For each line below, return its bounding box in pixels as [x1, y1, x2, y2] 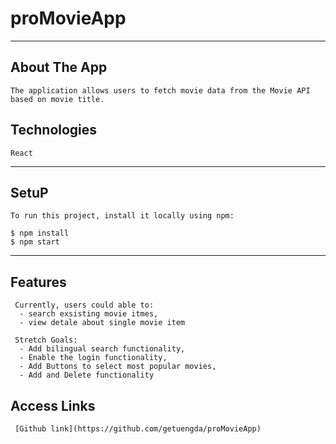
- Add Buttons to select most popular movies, [19, 362, 217, 372]
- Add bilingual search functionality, [19, 344, 186, 354]
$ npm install [10, 228, 70, 239]
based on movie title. [10, 94, 105, 104]
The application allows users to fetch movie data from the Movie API [10, 85, 311, 96]
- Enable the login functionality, [19, 353, 168, 363]
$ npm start [10, 237, 60, 247]
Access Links [10, 397, 96, 414]
